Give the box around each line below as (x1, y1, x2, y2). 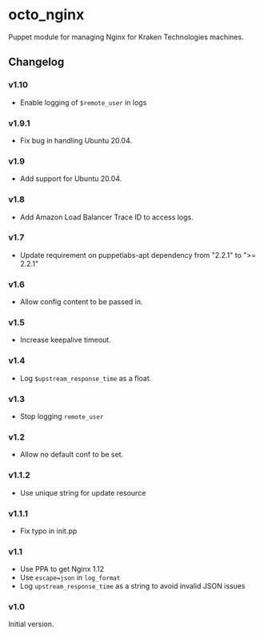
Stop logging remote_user (19, 412, 104, 421)
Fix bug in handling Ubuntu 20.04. (19, 135, 133, 145)
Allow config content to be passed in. (19, 297, 143, 307)
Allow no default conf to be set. (19, 450, 124, 460)
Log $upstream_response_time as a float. (19, 373, 152, 383)
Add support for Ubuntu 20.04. (19, 174, 122, 183)
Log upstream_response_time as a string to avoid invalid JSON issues (19, 581, 246, 591)
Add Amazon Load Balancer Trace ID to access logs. (19, 212, 194, 222)
